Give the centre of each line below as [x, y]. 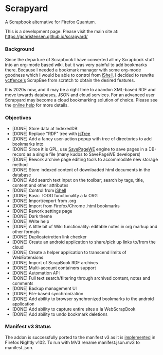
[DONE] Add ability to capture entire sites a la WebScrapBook [74, 309]
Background [20, 49]
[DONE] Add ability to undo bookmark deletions [60, 314]
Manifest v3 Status [28, 327]
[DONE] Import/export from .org [44, 201]
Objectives [18, 118]
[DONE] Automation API [36, 273]
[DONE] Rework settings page [42, 211]
